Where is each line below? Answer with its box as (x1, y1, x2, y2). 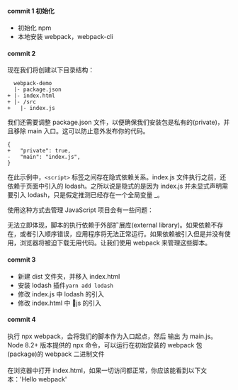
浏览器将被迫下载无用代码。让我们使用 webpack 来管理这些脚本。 (19, 238, 212, 247)
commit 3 (7, 255, 36, 264)
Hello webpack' (21, 374, 67, 383)
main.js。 (190, 332, 217, 340)
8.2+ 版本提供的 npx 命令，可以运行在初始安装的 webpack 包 (24, 340, 203, 349)
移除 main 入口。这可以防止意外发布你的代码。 (13, 127, 149, 135)
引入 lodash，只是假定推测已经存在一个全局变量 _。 (13, 191, 164, 199)
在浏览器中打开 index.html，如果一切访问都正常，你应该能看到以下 (7, 366, 201, 374)
